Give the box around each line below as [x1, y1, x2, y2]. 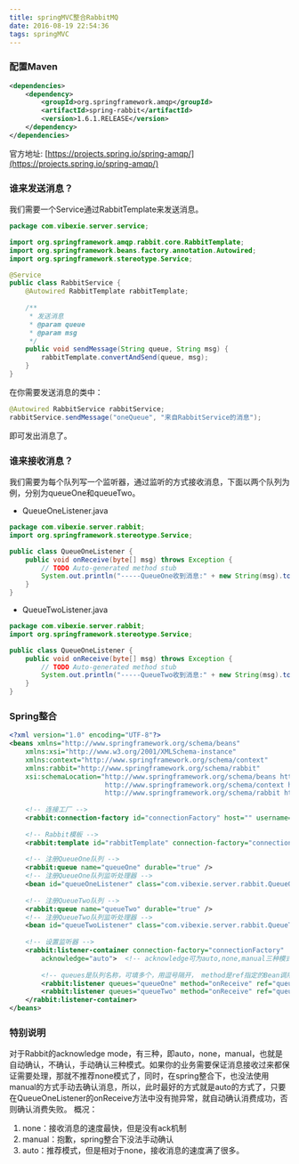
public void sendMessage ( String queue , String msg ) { [25, 344, 229, 354]
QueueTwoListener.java [21, 604, 109, 615]
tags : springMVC [9, 29, 69, 38]
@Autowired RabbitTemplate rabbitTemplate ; [25, 287, 190, 296]
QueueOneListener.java [21, 505, 109, 516]
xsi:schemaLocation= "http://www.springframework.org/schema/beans [25, 772, 277, 781]
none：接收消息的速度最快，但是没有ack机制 [21, 1123, 187, 1134]
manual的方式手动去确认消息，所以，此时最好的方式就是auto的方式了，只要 [9, 1082, 287, 1093]
